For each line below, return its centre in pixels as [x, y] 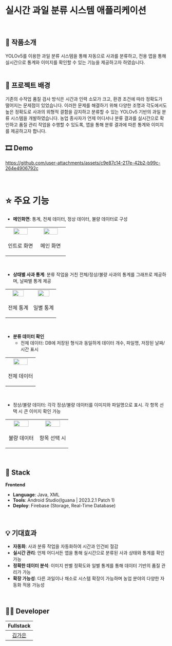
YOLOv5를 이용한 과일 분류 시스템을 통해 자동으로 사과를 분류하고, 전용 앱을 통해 [86, 56]
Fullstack [19, 625]
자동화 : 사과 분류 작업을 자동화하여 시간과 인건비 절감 [65, 546]
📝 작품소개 [21, 42]
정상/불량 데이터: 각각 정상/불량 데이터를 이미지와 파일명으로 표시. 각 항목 [85, 405]
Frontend [15, 485]
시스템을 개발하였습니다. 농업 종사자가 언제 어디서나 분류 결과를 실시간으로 [85, 118]
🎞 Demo [19, 148]
